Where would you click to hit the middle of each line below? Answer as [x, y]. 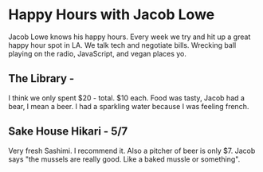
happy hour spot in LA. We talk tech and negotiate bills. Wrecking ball [122, 45]
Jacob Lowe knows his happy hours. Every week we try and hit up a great [130, 37]
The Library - [41, 78]
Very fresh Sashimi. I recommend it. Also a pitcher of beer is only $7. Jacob [132, 150]
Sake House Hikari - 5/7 [68, 132]
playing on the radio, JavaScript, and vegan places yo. [98, 53]
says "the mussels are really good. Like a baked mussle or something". [124, 159]
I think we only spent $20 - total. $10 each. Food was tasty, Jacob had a [127, 98]
